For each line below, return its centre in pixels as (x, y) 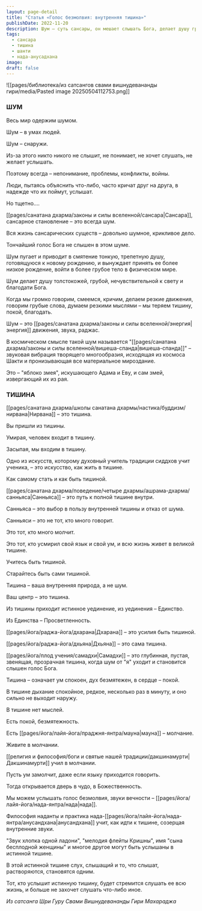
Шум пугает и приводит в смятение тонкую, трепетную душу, (86, 256)
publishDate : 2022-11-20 (37, 23)
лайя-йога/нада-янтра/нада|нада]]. (52, 804)
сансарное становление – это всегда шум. (61, 221)
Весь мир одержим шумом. (42, 120)
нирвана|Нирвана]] (31, 414)
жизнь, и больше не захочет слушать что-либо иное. (74, 889)
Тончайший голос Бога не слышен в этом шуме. (68, 244)
